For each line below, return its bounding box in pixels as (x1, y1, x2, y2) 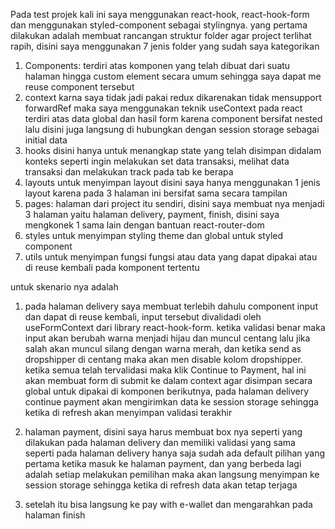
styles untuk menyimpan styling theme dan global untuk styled (24, 230, 284, 241)
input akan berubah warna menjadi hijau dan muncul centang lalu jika (24, 332, 311, 344)
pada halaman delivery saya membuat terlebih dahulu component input (24, 300, 318, 312)
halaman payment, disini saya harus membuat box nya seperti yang (24, 426, 303, 438)
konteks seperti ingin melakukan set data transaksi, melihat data (24, 155, 290, 167)
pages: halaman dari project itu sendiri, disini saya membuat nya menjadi (24, 198, 325, 209)
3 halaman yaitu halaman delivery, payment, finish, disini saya (24, 209, 280, 220)
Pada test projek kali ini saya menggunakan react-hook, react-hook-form (10, 9, 310, 20)
